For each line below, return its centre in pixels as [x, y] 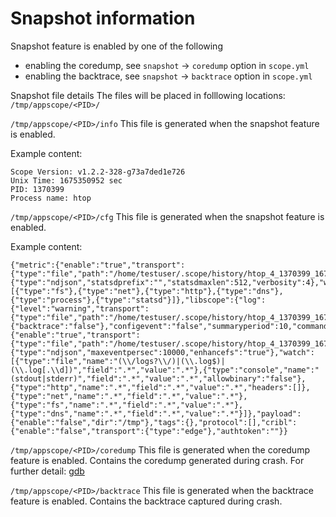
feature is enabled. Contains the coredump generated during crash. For [157, 460]
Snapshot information [103, 18]
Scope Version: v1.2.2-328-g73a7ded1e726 [98, 172]
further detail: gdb [47, 471]
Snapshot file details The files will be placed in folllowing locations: [148, 95]
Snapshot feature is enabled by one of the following [116, 46]
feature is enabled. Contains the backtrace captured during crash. [146, 501]
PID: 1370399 [37, 189]
